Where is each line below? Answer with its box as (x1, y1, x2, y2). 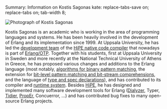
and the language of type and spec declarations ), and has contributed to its (5, 77, 161, 82)
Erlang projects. (21, 98, 54, 104)
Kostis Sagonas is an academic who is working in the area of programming (5, 29, 159, 34)
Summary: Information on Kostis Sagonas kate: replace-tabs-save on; (5, 4, 149, 10)
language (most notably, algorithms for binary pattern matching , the (5, 66, 145, 72)
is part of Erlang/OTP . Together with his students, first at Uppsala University (5, 50, 162, 56)
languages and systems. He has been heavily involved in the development (5, 34, 158, 40)
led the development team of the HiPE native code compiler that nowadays (5, 45, 159, 50)
